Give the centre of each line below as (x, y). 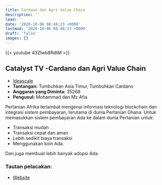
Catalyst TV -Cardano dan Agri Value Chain (76, 69)
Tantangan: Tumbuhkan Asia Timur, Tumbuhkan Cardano (73, 86)
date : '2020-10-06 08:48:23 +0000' (43, 24)
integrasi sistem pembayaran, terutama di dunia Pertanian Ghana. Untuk (81, 112)
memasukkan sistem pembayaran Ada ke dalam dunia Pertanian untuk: (80, 118)
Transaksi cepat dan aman (40, 133)
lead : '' (15, 19)
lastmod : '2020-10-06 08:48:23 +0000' (46, 29)
